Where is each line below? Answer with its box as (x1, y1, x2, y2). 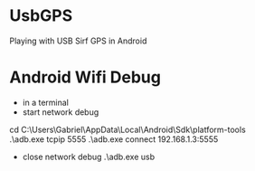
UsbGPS (9, 5, 73, 26)
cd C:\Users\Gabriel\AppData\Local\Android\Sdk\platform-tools (9, 124, 246, 135)
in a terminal (22, 97, 70, 108)
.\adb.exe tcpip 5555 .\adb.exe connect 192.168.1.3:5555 (9, 133, 219, 145)
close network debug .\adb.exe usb (22, 151, 156, 162)
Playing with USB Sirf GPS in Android (9, 35, 147, 46)
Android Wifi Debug (9, 67, 161, 88)
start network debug (22, 106, 99, 118)
